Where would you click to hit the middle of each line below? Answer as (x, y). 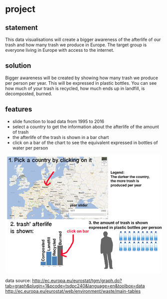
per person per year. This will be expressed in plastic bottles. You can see (81, 83)
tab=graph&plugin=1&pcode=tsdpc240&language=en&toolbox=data (75, 286)
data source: (18, 281)
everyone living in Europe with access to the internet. (60, 50)
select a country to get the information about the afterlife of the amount (86, 127)
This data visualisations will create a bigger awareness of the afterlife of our (83, 39)
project (20, 9)
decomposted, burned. (29, 94)
